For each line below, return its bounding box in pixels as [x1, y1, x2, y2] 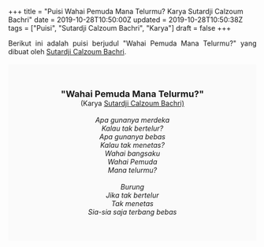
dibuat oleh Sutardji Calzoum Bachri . [8, 47, 127, 56]
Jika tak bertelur [106, 190, 159, 200]
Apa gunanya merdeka [95, 116, 170, 124]
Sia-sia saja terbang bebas [87, 208, 177, 216]
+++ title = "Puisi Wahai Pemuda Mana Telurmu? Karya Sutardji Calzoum [8, 7, 244, 16]
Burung [121, 182, 144, 191]
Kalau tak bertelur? [101, 124, 164, 133]
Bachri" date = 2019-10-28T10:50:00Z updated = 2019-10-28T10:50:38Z [8, 15, 244, 24]
